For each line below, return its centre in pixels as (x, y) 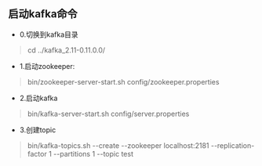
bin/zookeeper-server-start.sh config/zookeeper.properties (123, 81)
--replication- (233, 145)
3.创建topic (38, 130)
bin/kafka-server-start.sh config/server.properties (108, 114)
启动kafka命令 (43, 14)
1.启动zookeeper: (47, 66)
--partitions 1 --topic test (93, 153)
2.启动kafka (38, 98)
